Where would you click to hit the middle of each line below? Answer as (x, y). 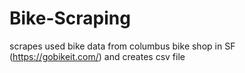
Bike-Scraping (70, 18)
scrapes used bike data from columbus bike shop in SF (122, 46)
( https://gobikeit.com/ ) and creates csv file (97, 56)
